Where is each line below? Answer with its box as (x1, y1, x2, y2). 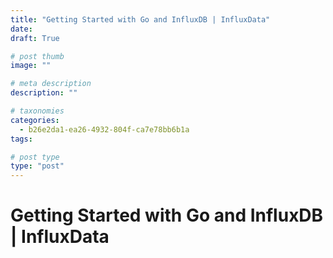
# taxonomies (10, 106, 65, 116)
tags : (10, 134, 33, 144)
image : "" (10, 61, 52, 71)
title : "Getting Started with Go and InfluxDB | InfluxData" (10, 14, 271, 25)
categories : (10, 115, 60, 125)
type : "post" (10, 161, 65, 171)
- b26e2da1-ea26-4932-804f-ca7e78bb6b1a (19, 124, 190, 135)
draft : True (10, 33, 60, 43)
